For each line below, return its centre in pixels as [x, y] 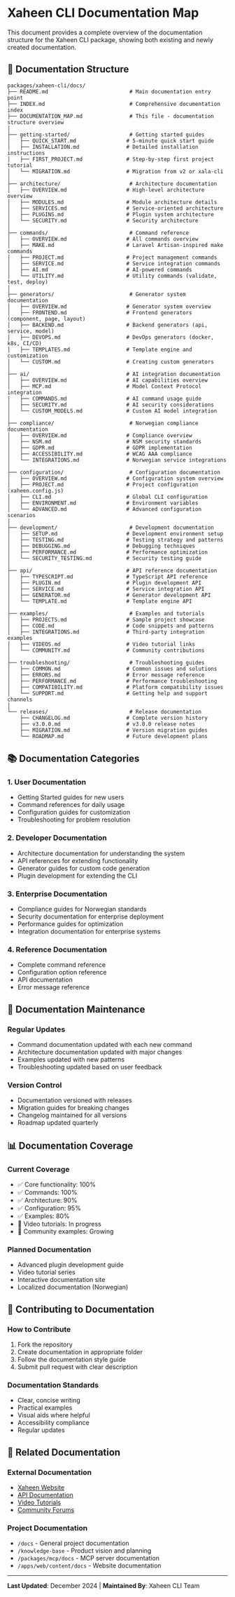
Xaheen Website [41, 1487]
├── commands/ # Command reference [98, 233]
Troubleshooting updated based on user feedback [90, 1067]
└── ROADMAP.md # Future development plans [114, 736]
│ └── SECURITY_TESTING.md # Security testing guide [104, 558]
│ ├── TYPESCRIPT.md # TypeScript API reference [108, 577]
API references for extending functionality [78, 860]
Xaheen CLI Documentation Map [103, 13]
